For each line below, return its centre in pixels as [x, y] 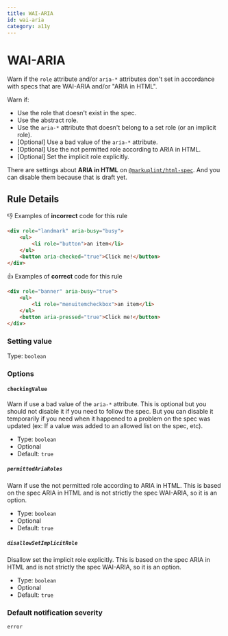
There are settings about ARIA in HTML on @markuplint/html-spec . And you [114, 170]
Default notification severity [55, 613]
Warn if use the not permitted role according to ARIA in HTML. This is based [114, 486]
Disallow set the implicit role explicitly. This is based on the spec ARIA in [109, 559]
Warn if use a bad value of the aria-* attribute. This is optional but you [107, 404]
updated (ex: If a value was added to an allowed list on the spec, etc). [105, 426]
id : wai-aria [26, 20]
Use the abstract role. [48, 120]
